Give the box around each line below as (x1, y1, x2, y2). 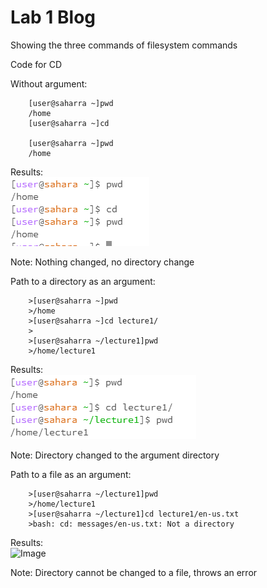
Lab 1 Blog (10, 6, 97, 29)
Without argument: (10, 77, 88, 90)
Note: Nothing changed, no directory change (10, 256, 195, 268)
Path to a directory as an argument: (10, 275, 156, 287)
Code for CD (10, 58, 62, 70)
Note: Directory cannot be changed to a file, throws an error (10, 566, 258, 578)
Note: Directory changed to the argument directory (10, 449, 220, 461)
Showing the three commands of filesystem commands (10, 39, 238, 51)
